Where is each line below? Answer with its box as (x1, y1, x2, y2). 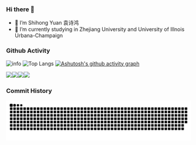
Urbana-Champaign (14, 32, 63, 39)
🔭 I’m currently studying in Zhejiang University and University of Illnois (14, 26, 185, 33)
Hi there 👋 (6, 5, 35, 13)
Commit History (6, 87, 52, 95)
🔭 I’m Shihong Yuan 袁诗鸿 (14, 19, 79, 26)
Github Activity (6, 47, 50, 55)
